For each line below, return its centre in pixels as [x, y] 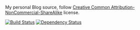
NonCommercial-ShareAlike [34, 12]
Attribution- [123, 7]
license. [71, 12]
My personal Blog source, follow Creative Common [57, 7]
